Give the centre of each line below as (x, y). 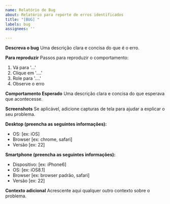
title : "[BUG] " (22, 19)
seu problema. (20, 114)
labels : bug (18, 24)
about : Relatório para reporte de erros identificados (64, 15)
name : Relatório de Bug (30, 10)
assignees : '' (20, 29)
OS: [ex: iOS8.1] (29, 170)
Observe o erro (28, 84)
